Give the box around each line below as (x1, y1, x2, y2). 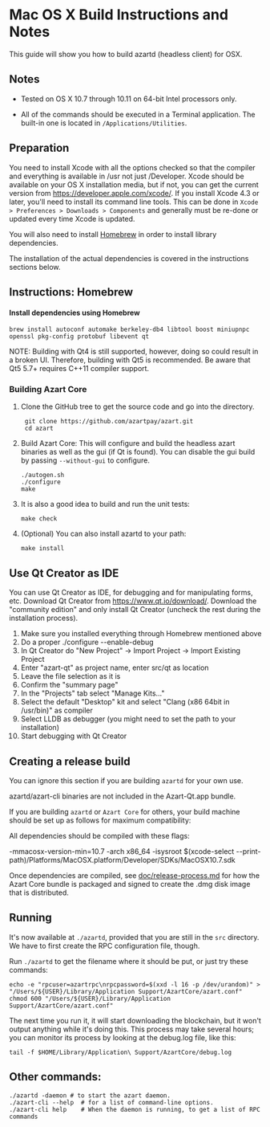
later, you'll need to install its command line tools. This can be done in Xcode (9, 197, 259, 206)
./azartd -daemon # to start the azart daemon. (9, 1091, 171, 1100)
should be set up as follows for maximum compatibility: (9, 815, 191, 825)
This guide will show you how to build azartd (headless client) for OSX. (9, 49, 243, 59)
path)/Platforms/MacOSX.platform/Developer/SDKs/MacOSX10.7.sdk (9, 855, 236, 865)
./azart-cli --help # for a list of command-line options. (9, 1098, 215, 1106)
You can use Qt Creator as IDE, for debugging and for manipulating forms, (9, 588, 253, 598)
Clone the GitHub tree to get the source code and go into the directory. (20, 402, 255, 411)
